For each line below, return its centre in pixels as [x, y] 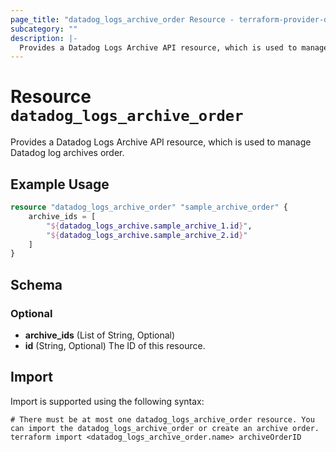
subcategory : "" [44, 29]
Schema [36, 284]
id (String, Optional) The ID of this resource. [115, 345]
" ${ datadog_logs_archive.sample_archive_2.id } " [147, 235]
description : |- [44, 38]
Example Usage [60, 184]
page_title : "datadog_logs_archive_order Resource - [122, 19]
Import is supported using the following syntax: [107, 401]
